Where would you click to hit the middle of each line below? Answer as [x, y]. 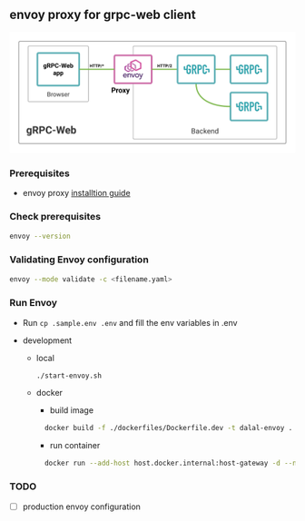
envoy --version [40, 236]
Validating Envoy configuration [79, 260]
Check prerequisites [55, 216]
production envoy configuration [81, 506]
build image [71, 410]
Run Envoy [33, 303]
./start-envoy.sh [69, 376]
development [47, 340]
